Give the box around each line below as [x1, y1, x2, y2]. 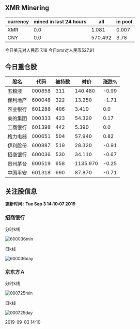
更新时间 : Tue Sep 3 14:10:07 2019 [5, 201, 76, 207]
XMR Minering [5, 4, 49, 12]
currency [7, 18, 29, 25]
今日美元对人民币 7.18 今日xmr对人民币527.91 [5, 47, 94, 53]
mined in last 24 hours [33, 18, 87, 25]
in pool [116, 18, 132, 25]
